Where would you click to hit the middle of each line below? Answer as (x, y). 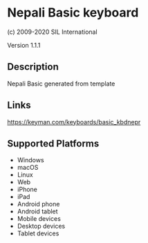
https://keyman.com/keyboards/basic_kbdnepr (74, 121)
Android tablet (37, 211)
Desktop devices (41, 226)
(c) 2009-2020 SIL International (53, 32)
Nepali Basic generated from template (61, 84)
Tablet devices (38, 233)
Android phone (38, 204)
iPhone (27, 189)
